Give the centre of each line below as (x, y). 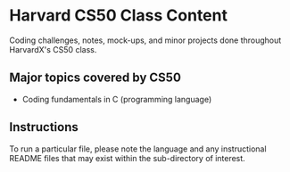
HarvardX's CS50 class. (53, 49)
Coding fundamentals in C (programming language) (117, 99)
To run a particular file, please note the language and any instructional (138, 149)
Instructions (44, 127)
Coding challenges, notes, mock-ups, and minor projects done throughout (145, 40)
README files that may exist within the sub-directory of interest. (127, 158)
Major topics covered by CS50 (95, 78)
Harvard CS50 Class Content (118, 16)
